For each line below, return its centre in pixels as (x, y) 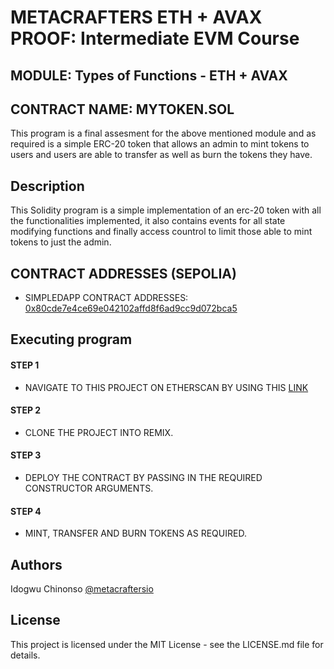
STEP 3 (26, 455)
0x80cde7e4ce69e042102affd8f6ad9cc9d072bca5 (131, 308)
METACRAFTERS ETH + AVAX (136, 17)
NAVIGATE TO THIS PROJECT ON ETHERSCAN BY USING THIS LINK (166, 387)
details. (25, 655)
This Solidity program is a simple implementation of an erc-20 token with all (166, 210)
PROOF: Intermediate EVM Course (155, 38)
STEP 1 (25, 365)
